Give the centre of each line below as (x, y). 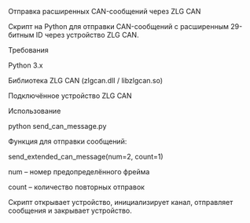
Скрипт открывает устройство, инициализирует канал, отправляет (121, 202)
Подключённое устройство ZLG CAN (70, 96)
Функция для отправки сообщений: (68, 141)
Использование (35, 111)
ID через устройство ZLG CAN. (87, 35)
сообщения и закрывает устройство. (70, 210)
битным (21, 35)
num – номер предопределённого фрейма (79, 172)
